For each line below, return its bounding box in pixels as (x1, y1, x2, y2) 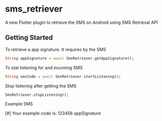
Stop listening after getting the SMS (5, 83, 77, 88)
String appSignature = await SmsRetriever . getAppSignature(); (5, 56, 134, 61)
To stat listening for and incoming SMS (5, 65, 83, 70)
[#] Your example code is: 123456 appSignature (5, 110, 101, 116)
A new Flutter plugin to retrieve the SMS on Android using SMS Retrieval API (5, 19, 158, 25)
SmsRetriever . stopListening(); (5, 92, 69, 97)
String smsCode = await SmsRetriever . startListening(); (5, 74, 121, 79)
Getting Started (5, 34, 53, 42)
